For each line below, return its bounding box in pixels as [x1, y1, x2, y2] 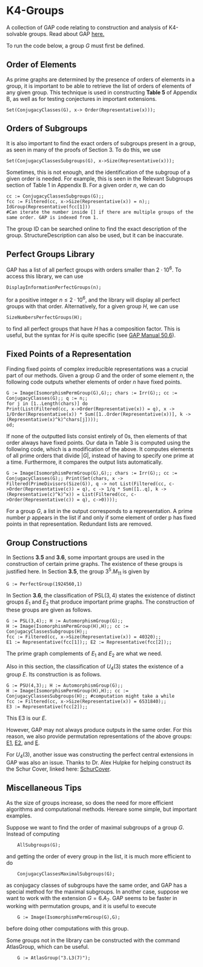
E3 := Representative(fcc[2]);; [6, 704, 88, 710]
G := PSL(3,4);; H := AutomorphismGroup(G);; [6, 618, 123, 624]
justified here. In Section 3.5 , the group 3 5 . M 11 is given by [6, 566, 150, 576]
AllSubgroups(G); [17, 842, 61, 848]
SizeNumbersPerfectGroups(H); [6, 314, 83, 320]
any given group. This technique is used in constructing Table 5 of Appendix [6, 89, 198, 96]
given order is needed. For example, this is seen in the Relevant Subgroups [6, 174, 193, 182]
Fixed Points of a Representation [6, 349, 131, 359]
